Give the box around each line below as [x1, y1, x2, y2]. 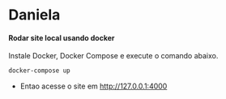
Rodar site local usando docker [8, 32, 115, 42]
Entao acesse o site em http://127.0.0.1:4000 [19, 81, 168, 91]
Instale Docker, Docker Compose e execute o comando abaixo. [8, 51, 219, 61]
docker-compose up [8, 67, 70, 75]
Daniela [8, 6, 61, 24]
